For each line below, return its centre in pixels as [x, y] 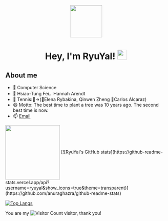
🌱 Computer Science [35, 87]
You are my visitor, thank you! [53, 213]
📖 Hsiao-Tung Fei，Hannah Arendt [49, 94]
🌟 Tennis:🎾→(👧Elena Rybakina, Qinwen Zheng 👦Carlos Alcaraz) [80, 99]
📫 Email [22, 116]
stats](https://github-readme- [132, 152]
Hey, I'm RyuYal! [80, 56]
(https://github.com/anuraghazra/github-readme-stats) [63, 193]
